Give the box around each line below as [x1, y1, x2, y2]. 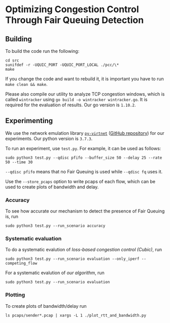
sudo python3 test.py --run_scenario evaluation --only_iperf [5, 256, 140, 261]
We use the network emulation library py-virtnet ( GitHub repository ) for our [5, 130, 164, 136]
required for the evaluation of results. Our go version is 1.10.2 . [5, 102, 136, 108]
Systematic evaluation [5, 235, 62, 242]
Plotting [5, 291, 25, 299]
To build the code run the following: [5, 48, 80, 54]
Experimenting [5, 116, 53, 125]
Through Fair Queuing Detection [5, 14, 144, 26]
